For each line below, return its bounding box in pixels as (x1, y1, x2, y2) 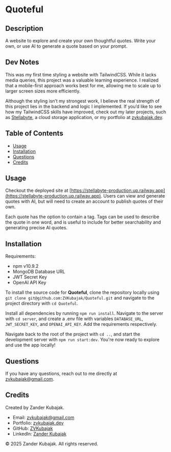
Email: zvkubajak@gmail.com (12, 414, 75, 420)
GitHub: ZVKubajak (12, 425, 53, 431)
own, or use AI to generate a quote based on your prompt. (5, 43, 128, 49)
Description (5, 24, 43, 33)
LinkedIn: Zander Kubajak (12, 430, 67, 437)
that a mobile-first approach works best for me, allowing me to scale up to (5, 82, 161, 88)
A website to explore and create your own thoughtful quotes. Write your (5, 37, 156, 44)
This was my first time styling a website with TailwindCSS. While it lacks (5, 71, 157, 77)
